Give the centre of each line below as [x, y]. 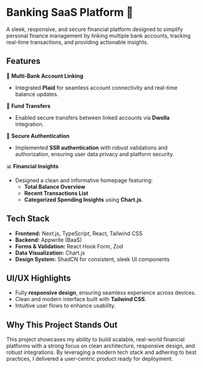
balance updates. [37, 94]
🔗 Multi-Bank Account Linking [45, 76]
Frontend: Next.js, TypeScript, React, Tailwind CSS [79, 233]
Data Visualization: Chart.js [50, 253]
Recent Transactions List [56, 193]
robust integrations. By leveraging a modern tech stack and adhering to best [101, 352]
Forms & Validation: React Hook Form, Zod [69, 246]
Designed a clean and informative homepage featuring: [84, 180]
